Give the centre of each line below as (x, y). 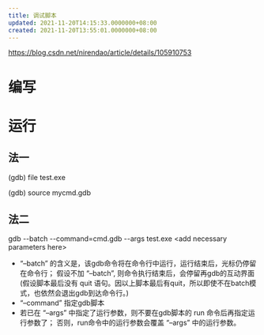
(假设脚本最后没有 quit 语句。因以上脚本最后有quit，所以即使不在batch (134, 283)
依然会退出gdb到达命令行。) (85, 293)
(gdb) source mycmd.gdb (50, 192)
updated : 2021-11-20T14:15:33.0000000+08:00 (83, 23)
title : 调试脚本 (32, 15)
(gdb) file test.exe (37, 177)
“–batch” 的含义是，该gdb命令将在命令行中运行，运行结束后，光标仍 (131, 263)
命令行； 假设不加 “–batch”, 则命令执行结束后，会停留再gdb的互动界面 (141, 273)
